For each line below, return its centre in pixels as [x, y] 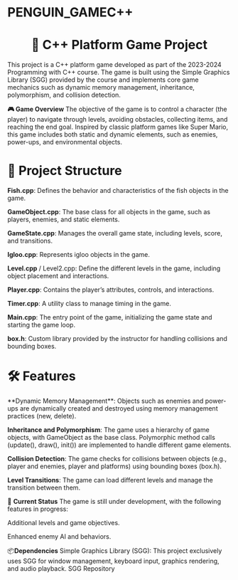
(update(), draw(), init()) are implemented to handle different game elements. [119, 445]
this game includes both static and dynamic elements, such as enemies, [113, 135]
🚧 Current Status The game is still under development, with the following [114, 501]
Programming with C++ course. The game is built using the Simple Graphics [119, 73]
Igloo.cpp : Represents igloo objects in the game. [79, 255]
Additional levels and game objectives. [64, 523]
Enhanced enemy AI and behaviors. [59, 537]
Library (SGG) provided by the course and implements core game [103, 80]
